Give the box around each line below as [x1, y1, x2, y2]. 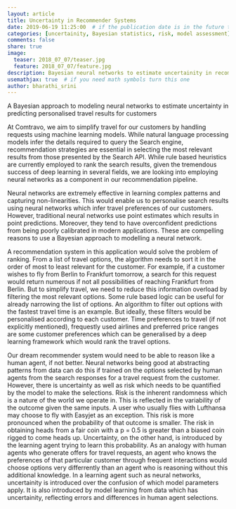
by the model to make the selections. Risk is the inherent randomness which [7, 388, 228, 397]
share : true [7, 43, 42, 50]
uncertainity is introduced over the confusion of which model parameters [7, 479, 219, 487]
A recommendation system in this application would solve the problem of [7, 247, 218, 256]
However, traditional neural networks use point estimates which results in [7, 211, 219, 220]
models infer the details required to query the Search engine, [7, 138, 184, 147]
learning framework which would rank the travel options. [7, 338, 171, 346]
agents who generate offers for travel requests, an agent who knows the [7, 448, 216, 457]
